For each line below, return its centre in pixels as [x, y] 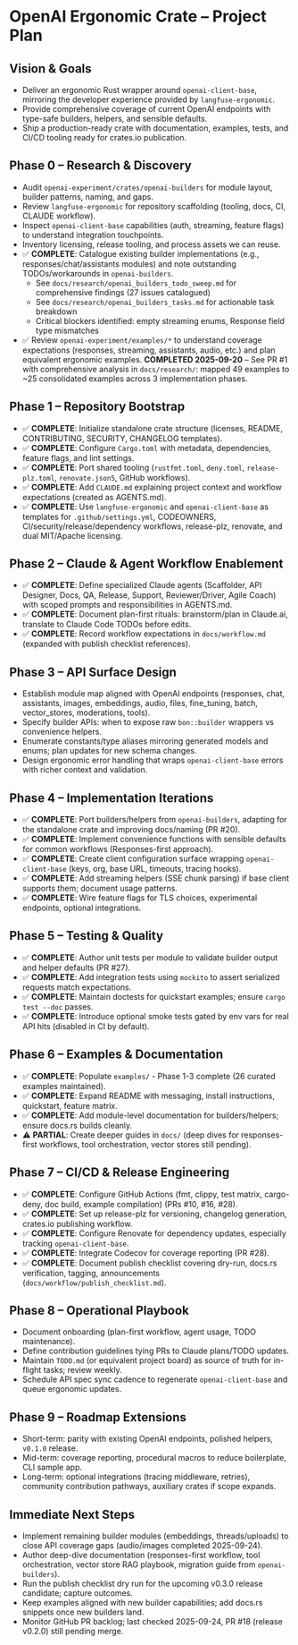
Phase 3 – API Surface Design [93, 672]
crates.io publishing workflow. [77, 1223]
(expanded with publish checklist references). [106, 644]
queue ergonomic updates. [72, 1389]
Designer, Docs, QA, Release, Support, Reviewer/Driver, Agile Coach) [149, 595]
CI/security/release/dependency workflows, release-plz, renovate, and [152, 526]
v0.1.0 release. [50, 1448]
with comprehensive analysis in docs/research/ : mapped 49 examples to [156, 369]
